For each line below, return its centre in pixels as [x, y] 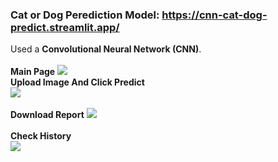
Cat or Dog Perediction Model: [85, 15]
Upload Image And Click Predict [77, 82]
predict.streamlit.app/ [65, 27]
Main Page [33, 72]
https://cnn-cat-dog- [214, 15]
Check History [41, 136]
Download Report [47, 115]
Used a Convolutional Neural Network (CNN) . [106, 49]
